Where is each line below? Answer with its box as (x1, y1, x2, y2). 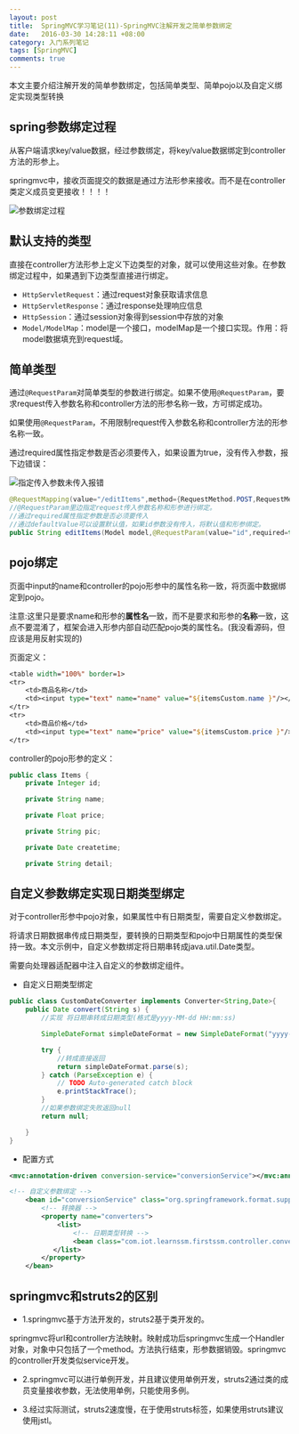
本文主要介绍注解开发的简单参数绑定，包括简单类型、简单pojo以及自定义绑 (9, 80, 283, 90)
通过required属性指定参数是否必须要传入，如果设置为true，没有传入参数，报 (9, 447, 289, 458)
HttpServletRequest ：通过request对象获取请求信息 (21, 288, 208, 299)
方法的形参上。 (9, 156, 64, 166)
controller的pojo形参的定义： (9, 753, 116, 764)
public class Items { (9, 771, 90, 780)
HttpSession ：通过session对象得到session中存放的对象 (21, 311, 224, 321)
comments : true (9, 54, 66, 63)
